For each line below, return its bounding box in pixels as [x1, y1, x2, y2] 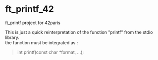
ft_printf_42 [5, 3, 54, 15]
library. [5, 34, 20, 40]
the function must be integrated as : [5, 39, 78, 45]
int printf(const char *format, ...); [17, 49, 84, 55]
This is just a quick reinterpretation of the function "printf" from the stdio [5, 29, 153, 35]
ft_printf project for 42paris [5, 20, 60, 26]
